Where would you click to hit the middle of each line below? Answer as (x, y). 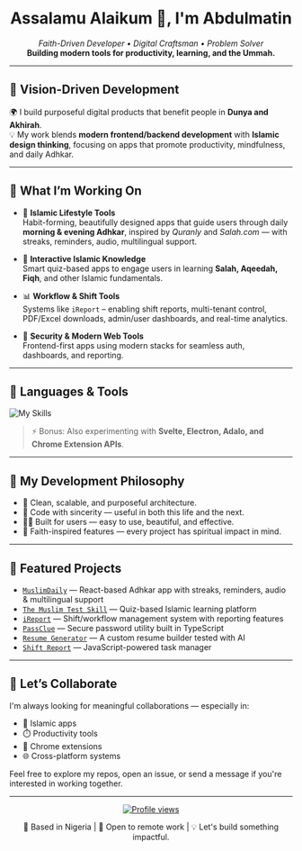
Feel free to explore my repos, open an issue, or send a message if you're (146, 774)
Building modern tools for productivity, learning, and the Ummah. (151, 52)
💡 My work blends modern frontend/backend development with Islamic (145, 134)
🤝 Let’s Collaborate (63, 684)
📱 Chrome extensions (62, 746)
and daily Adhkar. (42, 154)
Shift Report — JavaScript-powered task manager (117, 647)
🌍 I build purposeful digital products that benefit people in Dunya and (139, 112)
